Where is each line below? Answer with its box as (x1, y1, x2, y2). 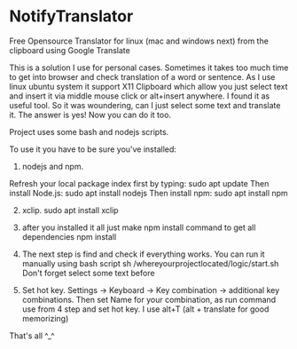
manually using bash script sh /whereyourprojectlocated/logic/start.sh (21, 258, 279, 268)
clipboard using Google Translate (9, 44, 130, 55)
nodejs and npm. (21, 161, 84, 171)
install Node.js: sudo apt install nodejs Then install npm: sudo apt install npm (9, 187, 288, 198)
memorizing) (21, 313, 69, 323)
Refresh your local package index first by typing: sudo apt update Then (9, 178, 270, 188)
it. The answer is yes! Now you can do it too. (9, 109, 171, 120)
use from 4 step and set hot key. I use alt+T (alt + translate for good (21, 304, 270, 314)
